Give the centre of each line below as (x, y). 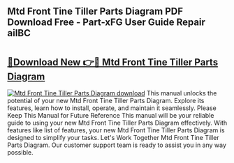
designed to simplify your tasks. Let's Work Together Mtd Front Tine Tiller (114, 138)
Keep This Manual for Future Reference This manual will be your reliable (111, 115)
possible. (20, 152)
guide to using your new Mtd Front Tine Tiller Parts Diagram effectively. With (117, 123)
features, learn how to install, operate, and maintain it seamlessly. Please (112, 108)
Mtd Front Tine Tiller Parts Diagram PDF (95, 11)
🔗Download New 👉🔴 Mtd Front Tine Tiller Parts (113, 62)
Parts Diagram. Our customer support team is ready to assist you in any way (117, 145)
